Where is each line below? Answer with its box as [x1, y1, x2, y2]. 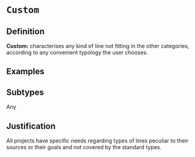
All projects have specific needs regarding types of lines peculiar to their [6, 137, 189, 144]
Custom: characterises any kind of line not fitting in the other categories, [6, 43, 190, 49]
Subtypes [6, 87, 44, 97]
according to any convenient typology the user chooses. [6, 49, 148, 56]
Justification [6, 120, 56, 131]
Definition [6, 26, 44, 37]
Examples [6, 66, 44, 77]
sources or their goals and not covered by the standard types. [6, 144, 162, 151]
